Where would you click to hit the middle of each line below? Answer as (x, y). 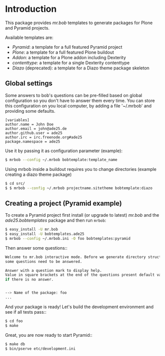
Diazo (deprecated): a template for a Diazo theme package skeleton (81, 68)
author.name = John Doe (29, 124)
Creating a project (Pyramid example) (64, 203)
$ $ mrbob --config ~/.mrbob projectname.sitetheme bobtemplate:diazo (79, 188)
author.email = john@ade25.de (36, 129)
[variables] (17, 120)
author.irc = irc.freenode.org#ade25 (44, 137)
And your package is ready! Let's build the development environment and (79, 307)
